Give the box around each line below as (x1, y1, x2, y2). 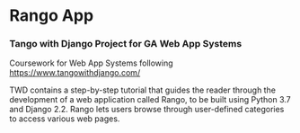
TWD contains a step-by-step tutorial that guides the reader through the (9, 84, 277, 95)
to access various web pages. (9, 113, 120, 124)
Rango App (9, 5, 94, 26)
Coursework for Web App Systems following (9, 58, 173, 68)
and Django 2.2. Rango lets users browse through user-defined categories (9, 104, 285, 115)
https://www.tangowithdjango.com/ (9, 67, 141, 78)
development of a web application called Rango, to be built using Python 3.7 (9, 94, 292, 105)
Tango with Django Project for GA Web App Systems (9, 38, 243, 50)
